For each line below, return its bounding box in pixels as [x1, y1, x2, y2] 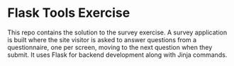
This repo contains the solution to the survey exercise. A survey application [7, 28, 228, 37]
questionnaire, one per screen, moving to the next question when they [7, 43, 213, 51]
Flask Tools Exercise [7, 5, 130, 21]
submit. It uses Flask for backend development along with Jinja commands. [7, 51, 228, 59]
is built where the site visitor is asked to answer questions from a [7, 35, 197, 44]
